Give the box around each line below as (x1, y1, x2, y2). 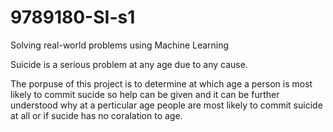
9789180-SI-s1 (10, 6, 136, 29)
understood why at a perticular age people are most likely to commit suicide (10, 99, 323, 111)
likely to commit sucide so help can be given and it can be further (10, 88, 280, 100)
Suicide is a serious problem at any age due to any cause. (10, 58, 248, 70)
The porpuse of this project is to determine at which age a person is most (10, 77, 313, 90)
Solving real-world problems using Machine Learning (10, 39, 230, 51)
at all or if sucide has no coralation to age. (10, 109, 183, 121)
